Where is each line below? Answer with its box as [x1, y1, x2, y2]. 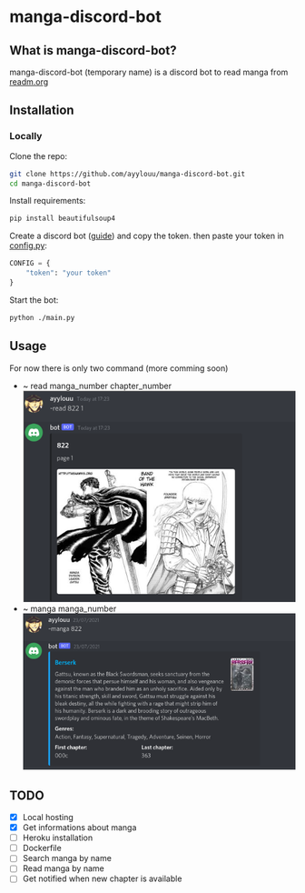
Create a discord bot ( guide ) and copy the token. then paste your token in [9, 230, 284, 242]
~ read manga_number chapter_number [22, 380, 172, 391]
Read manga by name [22, 863, 104, 874]
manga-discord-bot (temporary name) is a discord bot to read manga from [9, 66, 289, 77]
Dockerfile [22, 843, 62, 854]
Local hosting [22, 811, 74, 822]
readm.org [9, 76, 49, 87]
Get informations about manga [22, 822, 137, 833]
